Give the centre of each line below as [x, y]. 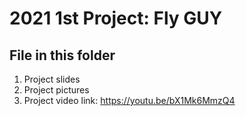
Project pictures [56, 90]
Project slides [52, 79]
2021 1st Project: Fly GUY [116, 18]
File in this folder [62, 55]
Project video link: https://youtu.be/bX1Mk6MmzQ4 [129, 100]
